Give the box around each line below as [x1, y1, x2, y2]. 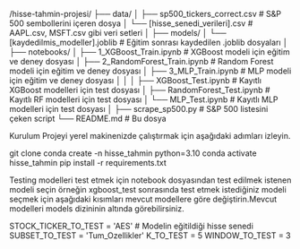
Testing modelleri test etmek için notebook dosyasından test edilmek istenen [9, 175, 292, 185]
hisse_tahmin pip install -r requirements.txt [9, 158, 167, 167]
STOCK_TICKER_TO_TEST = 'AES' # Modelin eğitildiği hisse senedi [9, 220, 253, 231]
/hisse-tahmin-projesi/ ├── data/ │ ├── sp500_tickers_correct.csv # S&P [9, 9, 282, 19]
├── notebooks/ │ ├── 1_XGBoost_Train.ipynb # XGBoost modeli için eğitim [9, 47, 290, 57]
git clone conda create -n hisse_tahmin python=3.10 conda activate [9, 148, 257, 159]
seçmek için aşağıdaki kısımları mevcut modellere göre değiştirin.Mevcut [9, 193, 278, 204]
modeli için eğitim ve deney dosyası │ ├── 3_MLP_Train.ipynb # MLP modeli [9, 65, 292, 76]
